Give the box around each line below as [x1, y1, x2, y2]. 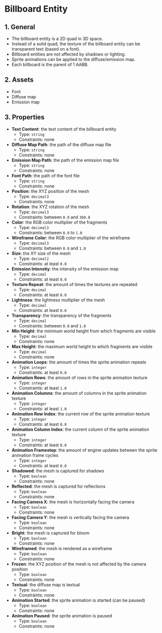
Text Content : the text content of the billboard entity [11, 126, 117, 132]
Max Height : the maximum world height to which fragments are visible [11, 344, 153, 349]
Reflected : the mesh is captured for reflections [11, 483, 106, 489]
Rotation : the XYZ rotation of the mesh [11, 204, 89, 210]
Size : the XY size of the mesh [11, 250, 71, 256]
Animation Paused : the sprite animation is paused [11, 613, 113, 618]
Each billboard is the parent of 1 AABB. [11, 62, 89, 67]
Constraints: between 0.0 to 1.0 [18, 230, 82, 235]
